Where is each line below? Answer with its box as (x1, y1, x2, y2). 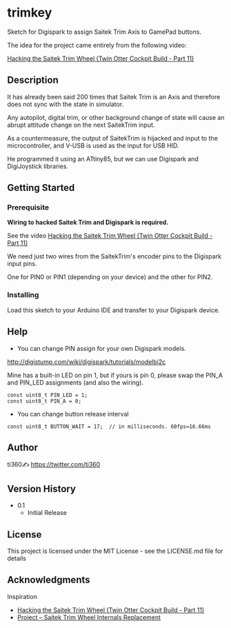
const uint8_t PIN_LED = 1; (7, 392, 88, 398)
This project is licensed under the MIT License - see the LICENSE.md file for (7, 547, 223, 555)
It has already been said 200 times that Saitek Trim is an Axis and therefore (7, 92, 221, 101)
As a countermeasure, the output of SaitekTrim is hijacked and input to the (7, 134, 219, 142)
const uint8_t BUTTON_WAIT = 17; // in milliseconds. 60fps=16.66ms (7, 423, 212, 430)
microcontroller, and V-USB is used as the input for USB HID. (7, 141, 179, 150)
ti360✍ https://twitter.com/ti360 (7, 460, 101, 469)
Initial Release (27, 509, 68, 517)
